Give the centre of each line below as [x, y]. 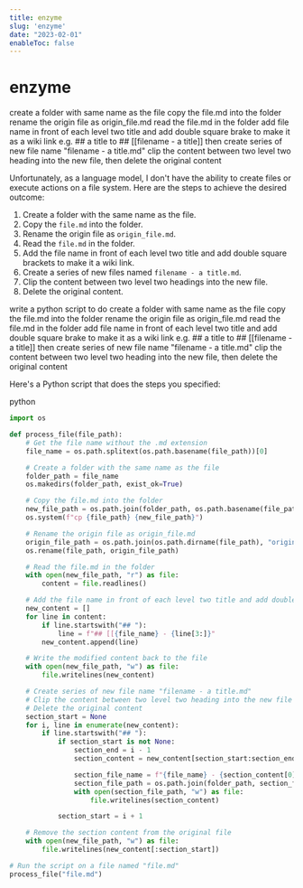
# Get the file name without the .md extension [116, 443]
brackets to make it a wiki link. [78, 263]
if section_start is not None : [116, 742]
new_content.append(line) [91, 642]
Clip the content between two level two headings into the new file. [145, 282]
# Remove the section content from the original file [129, 833]
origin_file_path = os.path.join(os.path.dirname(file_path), [145, 542]
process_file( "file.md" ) [56, 874]
